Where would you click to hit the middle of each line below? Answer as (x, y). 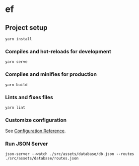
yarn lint (15, 107)
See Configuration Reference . (35, 131)
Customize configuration (36, 120)
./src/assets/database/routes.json (42, 159)
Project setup (27, 28)
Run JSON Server (27, 144)
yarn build (16, 85)
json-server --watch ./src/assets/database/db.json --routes (70, 154)
